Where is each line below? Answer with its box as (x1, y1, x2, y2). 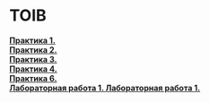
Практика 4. (9, 64, 57, 74)
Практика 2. (9, 44, 57, 55)
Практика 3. (9, 54, 57, 64)
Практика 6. (9, 72, 57, 83)
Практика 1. (9, 35, 56, 46)
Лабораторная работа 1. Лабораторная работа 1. (9, 82, 201, 93)
